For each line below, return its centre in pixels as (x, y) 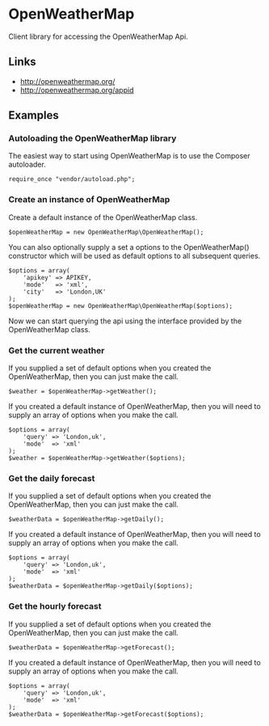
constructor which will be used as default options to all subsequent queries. (134, 255)
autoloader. (27, 165)
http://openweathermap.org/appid (77, 90)
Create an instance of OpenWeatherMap (89, 200)
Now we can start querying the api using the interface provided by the (125, 321)
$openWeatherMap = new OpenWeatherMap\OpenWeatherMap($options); (120, 306)
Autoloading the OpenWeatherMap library (92, 138)
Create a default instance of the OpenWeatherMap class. (103, 217)
